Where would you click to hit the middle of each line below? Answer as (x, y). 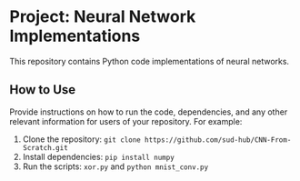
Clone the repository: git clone (81, 139)
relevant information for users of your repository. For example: (126, 121)
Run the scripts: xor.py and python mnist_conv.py (115, 166)
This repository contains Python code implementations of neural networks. (149, 61)
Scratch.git (45, 147)
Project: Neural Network (103, 17)
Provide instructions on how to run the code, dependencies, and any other (149, 112)
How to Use (43, 90)
